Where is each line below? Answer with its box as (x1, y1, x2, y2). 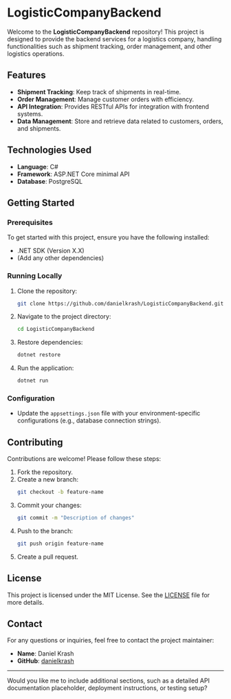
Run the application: (16, 364, 74, 372)
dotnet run (16, 377, 49, 385)
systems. (16, 109, 43, 118)
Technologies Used (7, 144, 91, 156)
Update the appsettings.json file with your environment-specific (16, 409, 201, 418)
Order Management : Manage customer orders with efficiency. (16, 95, 195, 103)
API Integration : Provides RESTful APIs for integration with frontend (16, 102, 210, 111)
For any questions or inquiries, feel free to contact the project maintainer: (7, 636, 214, 645)
